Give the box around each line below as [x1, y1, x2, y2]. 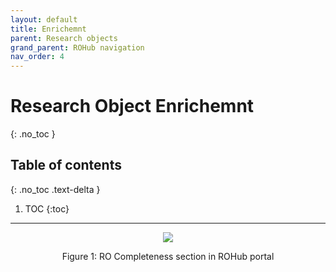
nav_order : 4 [10, 52, 65, 62]
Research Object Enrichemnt [10, 95, 255, 118]
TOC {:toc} [24, 202, 70, 215]
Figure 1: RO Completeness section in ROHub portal [61, 250, 275, 262]
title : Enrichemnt [10, 24, 87, 34]
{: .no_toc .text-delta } [10, 183, 101, 195]
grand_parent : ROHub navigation [10, 42, 145, 53]
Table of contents [10, 157, 122, 174]
